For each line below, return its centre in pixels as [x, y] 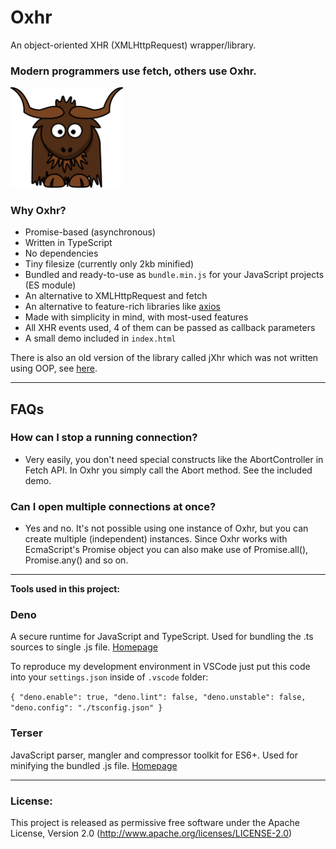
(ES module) [50, 285]
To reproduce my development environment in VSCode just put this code [160, 667]
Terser [26, 733]
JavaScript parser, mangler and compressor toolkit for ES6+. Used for [154, 755]
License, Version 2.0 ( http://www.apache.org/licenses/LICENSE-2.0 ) [151, 833]
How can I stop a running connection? [104, 438]
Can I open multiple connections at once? [113, 506]
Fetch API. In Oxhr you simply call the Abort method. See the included [168, 470]
